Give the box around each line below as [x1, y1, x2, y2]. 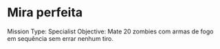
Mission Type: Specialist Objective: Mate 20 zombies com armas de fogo [7, 27, 214, 35]
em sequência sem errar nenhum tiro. [7, 34, 114, 42]
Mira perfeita [7, 5, 83, 20]
